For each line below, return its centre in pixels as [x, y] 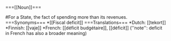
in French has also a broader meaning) [46, 33]
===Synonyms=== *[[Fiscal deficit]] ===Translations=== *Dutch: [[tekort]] [85, 23]
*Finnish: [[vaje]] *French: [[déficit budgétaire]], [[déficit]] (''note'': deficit [84, 28]
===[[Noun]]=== [23, 7]
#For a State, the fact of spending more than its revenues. [66, 17]
